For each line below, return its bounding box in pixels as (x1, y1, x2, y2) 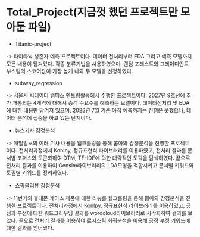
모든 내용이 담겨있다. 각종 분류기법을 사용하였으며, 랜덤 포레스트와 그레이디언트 (6, 60, 189, 67)
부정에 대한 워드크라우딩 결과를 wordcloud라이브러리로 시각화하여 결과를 (17, 209, 186, 216)
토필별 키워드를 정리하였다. (6, 169, 68, 176)
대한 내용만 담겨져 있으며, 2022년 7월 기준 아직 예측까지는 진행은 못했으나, (12, 107, 186, 114)
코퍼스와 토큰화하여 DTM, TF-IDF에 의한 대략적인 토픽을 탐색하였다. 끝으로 (17, 154, 190, 161)
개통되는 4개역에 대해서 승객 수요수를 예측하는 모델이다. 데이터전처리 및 (12, 99, 178, 106)
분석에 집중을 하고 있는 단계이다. (17, 114, 92, 121)
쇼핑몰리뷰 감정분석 (14, 182, 60, 189)
